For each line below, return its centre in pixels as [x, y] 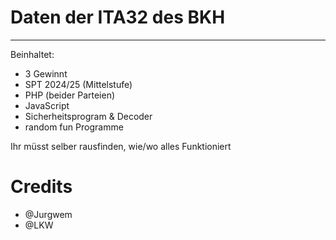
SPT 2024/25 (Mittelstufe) [78, 84]
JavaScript [47, 105]
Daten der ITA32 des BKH [118, 17]
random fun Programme [74, 127]
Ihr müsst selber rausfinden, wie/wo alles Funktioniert [121, 146]
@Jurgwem [48, 214]
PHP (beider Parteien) [70, 95]
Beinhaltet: [32, 54]
